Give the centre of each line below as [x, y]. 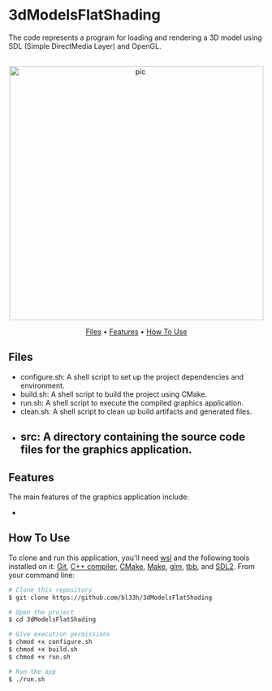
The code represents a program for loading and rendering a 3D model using [135, 37]
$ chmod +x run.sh [39, 657]
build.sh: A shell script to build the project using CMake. [114, 394]
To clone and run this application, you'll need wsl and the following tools [129, 558]
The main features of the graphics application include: [99, 497]
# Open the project [41, 612]
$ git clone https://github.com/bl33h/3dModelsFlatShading [110, 598]
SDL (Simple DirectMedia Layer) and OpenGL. [85, 46]
